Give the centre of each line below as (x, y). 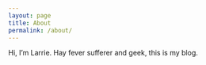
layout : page (30, 15)
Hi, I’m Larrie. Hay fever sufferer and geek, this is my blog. (103, 53)
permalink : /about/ (40, 30)
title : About (30, 23)
